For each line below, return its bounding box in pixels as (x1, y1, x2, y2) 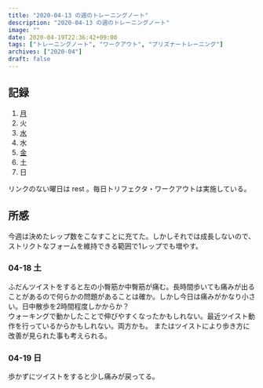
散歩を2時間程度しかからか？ (35, 301, 130, 310)
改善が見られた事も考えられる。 (8, 331, 111, 340)
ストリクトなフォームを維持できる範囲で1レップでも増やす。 (8, 241, 203, 251)
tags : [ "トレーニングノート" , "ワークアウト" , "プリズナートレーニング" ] (8, 41, 224, 49)
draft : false (8, 56, 51, 63)
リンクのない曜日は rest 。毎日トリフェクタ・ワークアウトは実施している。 (8, 183, 251, 193)
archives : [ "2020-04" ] (8, 48, 82, 56)
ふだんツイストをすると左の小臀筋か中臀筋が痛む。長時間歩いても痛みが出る (8, 281, 255, 291)
